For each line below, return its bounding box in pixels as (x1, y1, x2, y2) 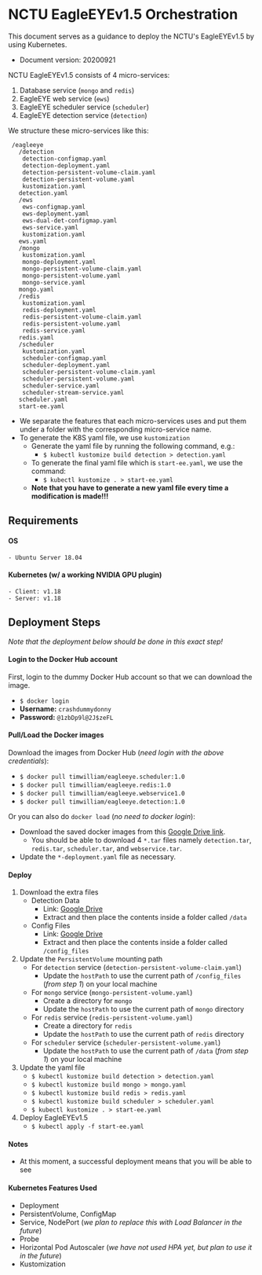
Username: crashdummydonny (19, 704, 111, 713)
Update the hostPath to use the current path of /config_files (42, 971, 242, 980)
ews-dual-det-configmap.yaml (22, 216, 118, 225)
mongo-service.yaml (22, 278, 86, 286)
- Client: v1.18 (8, 587, 61, 595)
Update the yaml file (19, 1063, 86, 1072)
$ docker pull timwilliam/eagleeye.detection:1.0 (19, 798, 186, 806)
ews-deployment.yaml (22, 210, 89, 218)
